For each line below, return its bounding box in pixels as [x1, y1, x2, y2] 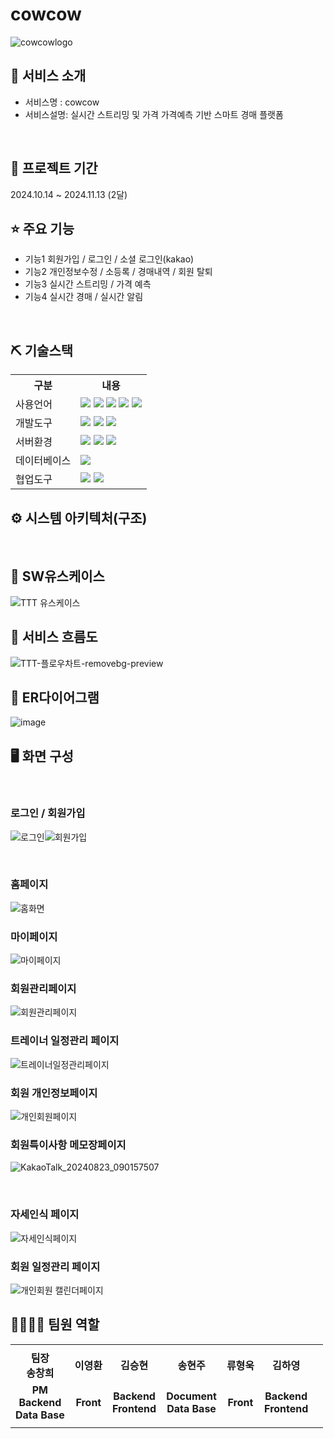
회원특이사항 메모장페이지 [10, 1138, 127, 1152]
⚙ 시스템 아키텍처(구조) [10, 509, 148, 527]
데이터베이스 [15, 454, 72, 468]
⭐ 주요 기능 [10, 220, 75, 237]
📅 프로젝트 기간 [10, 160, 98, 177]
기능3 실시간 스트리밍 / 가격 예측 [24, 278, 152, 290]
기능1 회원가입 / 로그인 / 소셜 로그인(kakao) [24, 253, 195, 265]
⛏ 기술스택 [10, 342, 74, 359]
